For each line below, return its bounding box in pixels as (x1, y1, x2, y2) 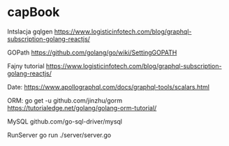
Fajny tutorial (7, 61, 45, 70)
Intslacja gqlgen (7, 27, 53, 36)
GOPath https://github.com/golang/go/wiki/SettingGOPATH (7, 48, 177, 57)
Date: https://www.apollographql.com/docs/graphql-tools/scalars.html (7, 82, 209, 91)
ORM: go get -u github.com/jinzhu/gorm (7, 96, 123, 105)
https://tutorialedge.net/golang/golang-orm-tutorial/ (7, 103, 157, 112)
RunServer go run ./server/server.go (7, 131, 112, 139)
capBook (7, 4, 60, 20)
